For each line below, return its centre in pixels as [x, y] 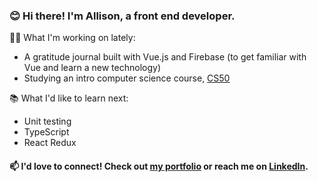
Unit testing [47, 121]
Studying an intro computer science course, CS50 [127, 78]
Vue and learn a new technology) [92, 68]
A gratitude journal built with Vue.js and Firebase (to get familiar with [165, 57]
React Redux [50, 143]
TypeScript [46, 132]
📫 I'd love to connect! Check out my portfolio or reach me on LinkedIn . [159, 166]
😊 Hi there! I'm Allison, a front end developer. [122, 16]
